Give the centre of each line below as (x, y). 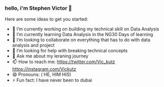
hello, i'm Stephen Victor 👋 (38, 8)
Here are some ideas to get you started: (47, 19)
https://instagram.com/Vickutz (44, 69)
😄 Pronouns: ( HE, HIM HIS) (42, 75)
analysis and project (33, 45)
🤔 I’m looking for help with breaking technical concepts (70, 51)
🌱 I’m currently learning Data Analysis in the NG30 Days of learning (83, 35)
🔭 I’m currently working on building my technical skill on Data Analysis (86, 29)
